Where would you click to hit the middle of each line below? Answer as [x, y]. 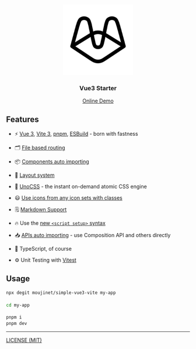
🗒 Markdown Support [41, 210]
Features [22, 119]
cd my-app [18, 305]
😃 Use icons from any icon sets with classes [68, 198]
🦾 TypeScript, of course [43, 249]
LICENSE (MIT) [24, 340]
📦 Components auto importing [52, 162]
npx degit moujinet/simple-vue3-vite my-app [61, 292]
